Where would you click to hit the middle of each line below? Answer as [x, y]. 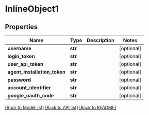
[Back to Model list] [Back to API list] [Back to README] [61, 108]
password [19, 80]
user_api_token [25, 64]
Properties [21, 27]
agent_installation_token [36, 72]
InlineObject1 [32, 9]
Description [100, 40]
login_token [21, 56]
